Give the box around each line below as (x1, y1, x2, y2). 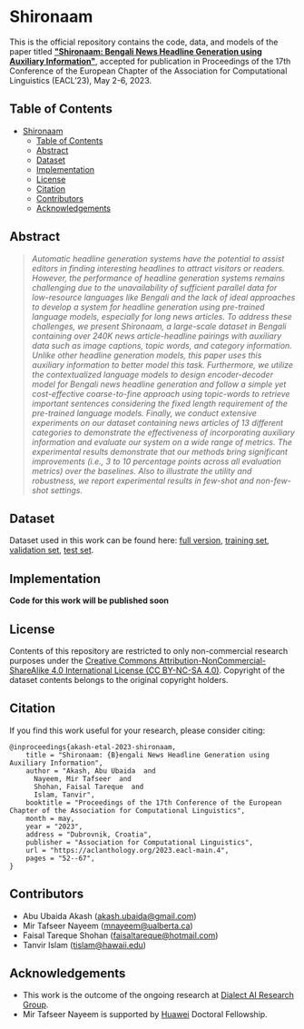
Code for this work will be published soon (9, 595, 170, 606)
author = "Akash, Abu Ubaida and (25, 766, 156, 776)
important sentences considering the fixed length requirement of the (31, 398, 289, 409)
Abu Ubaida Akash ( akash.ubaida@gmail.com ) (22, 910, 197, 921)
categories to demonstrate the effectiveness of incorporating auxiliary (31, 427, 295, 438)
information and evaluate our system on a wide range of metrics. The (31, 436, 293, 447)
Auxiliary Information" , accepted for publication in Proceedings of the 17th (9, 55, 291, 66)
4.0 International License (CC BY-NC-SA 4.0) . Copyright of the (51, 665, 286, 676)
